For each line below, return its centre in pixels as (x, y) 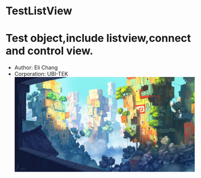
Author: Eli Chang (36, 67)
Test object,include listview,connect (98, 39)
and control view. (49, 51)
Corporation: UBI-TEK (41, 74)
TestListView (39, 11)
